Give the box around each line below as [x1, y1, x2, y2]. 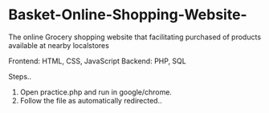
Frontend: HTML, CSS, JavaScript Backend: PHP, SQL [8, 56, 186, 66]
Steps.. [8, 71, 32, 81]
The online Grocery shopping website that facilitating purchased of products [8, 32, 262, 42]
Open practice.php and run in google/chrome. [19, 87, 173, 97]
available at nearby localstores [8, 40, 110, 50]
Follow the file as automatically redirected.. [19, 95, 162, 105]
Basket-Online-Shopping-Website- [8, 6, 247, 24]
